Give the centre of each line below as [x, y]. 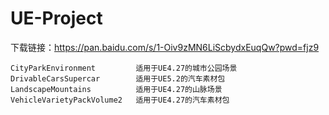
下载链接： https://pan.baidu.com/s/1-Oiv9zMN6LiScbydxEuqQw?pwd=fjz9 [165, 47]
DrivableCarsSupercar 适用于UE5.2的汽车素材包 [118, 78]
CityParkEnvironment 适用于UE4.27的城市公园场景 [124, 68]
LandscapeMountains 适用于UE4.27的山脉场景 [116, 89]
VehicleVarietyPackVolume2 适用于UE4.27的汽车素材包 [120, 100]
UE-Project [56, 18]
